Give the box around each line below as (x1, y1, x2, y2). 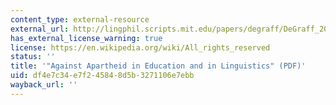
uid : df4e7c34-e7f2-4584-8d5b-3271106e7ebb (10, 71, 195, 81)
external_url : (10, 24, 70, 34)
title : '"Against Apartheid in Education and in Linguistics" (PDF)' (10, 61, 307, 71)
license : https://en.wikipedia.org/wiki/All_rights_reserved (10, 42, 271, 53)
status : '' (10, 52, 56, 62)
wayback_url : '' (10, 80, 78, 90)
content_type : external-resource (10, 14, 150, 25)
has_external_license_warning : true (10, 33, 163, 43)
